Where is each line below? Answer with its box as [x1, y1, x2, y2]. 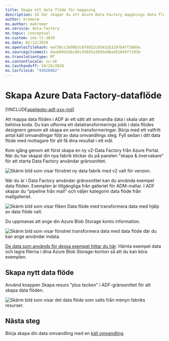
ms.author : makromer [5, 21, 49, 27]
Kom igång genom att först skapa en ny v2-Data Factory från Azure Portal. [5, 147, 159, 153]
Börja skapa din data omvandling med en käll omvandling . [5, 330, 125, 336]
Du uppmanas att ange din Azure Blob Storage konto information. [5, 218, 141, 224]
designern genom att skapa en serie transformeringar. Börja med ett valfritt [5, 127, 161, 133]
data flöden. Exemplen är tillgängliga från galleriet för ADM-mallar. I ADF [5, 183, 155, 189]
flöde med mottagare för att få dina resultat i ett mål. [5, 137, 114, 143]
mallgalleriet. [5, 193, 32, 199]
